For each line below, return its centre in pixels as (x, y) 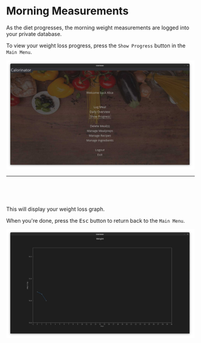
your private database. (34, 34)
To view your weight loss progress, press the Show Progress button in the (96, 45)
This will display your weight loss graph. (56, 209)
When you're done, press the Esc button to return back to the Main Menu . (96, 220)
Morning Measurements (67, 11)
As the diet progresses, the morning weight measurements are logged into (98, 28)
